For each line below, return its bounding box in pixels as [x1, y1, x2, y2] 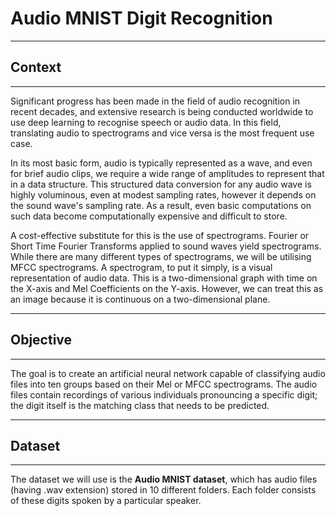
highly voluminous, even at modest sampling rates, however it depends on [10, 188, 317, 201]
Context [10, 59, 62, 76]
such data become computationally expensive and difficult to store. [10, 210, 288, 222]
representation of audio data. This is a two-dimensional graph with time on [10, 272, 318, 284]
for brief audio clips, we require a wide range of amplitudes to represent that [10, 167, 325, 179]
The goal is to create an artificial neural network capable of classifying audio [10, 367, 326, 379]
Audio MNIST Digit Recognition [10, 7, 273, 30]
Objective [10, 332, 73, 349]
